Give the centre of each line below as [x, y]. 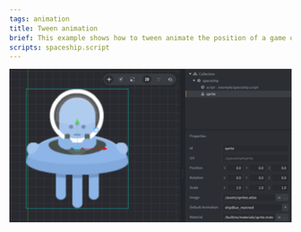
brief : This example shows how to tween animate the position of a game [148, 38]
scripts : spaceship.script [60, 47]
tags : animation [39, 19]
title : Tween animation [54, 28]
